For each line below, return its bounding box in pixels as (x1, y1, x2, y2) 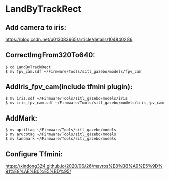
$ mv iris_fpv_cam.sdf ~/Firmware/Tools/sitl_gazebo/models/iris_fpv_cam (5, 100, 164, 105)
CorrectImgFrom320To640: (5, 51, 95, 59)
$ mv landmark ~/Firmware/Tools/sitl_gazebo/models (5, 136, 116, 141)
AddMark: (5, 114, 38, 123)
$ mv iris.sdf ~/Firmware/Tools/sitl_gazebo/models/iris (5, 96, 128, 101)
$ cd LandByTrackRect (5, 64, 51, 70)
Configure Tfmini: (5, 150, 63, 158)
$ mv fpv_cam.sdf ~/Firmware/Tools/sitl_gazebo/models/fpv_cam (5, 69, 142, 74)
